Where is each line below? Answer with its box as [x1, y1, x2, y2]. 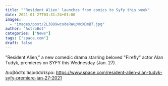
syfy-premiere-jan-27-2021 [5, 74, 62, 81]
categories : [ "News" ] [5, 31, 51, 36]
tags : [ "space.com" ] [5, 36, 49, 41]
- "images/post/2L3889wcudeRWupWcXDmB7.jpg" [10, 21, 105, 27]
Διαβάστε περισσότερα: [5, 69, 55, 75]
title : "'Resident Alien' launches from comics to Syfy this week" [5, 7, 150, 13]
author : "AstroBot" [5, 26, 46, 31]
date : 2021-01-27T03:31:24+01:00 [5, 12, 76, 17]
